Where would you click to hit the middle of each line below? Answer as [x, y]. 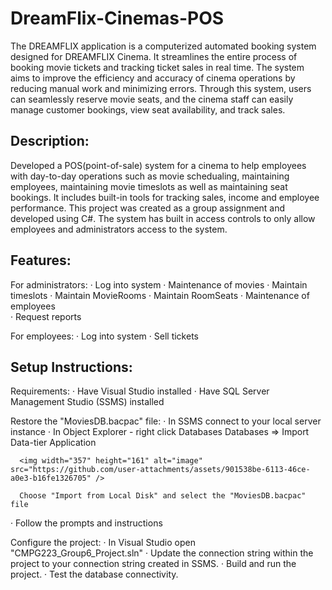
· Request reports [46, 316]
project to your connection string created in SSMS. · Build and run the [153, 564]
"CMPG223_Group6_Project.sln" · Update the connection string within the [162, 553]
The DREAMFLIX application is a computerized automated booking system [163, 46]
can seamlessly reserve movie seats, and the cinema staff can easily [152, 99]
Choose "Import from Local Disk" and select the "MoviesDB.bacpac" [163, 496]
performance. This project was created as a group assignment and [148, 208]
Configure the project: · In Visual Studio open [103, 543]
